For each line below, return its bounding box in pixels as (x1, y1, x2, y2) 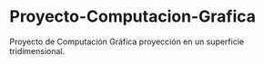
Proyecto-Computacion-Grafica (9, 6, 257, 27)
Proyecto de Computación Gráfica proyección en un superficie (9, 36, 244, 47)
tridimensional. (9, 45, 66, 56)
